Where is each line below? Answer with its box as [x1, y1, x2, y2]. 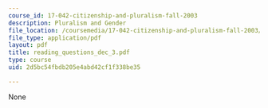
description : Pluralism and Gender [8, 19, 127, 27]
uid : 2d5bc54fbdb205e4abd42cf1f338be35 [8, 64, 141, 71]
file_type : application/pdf [8, 33, 102, 42]
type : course [8, 56, 52, 64]
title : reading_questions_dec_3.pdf [8, 48, 130, 56]
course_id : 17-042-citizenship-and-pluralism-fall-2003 [8, 11, 198, 20]
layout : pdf [8, 41, 48, 49]
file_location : [8, 26, 59, 34]
